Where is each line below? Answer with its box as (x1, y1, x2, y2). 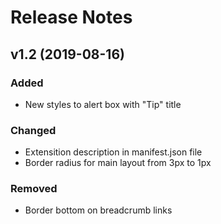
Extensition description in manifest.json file (24, 146, 203, 158)
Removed (10, 182, 58, 196)
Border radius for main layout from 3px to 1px (24, 157, 212, 169)
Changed (10, 123, 57, 137)
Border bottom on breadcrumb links (24, 204, 173, 216)
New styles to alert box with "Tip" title (24, 98, 182, 110)
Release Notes (10, 6, 133, 29)
